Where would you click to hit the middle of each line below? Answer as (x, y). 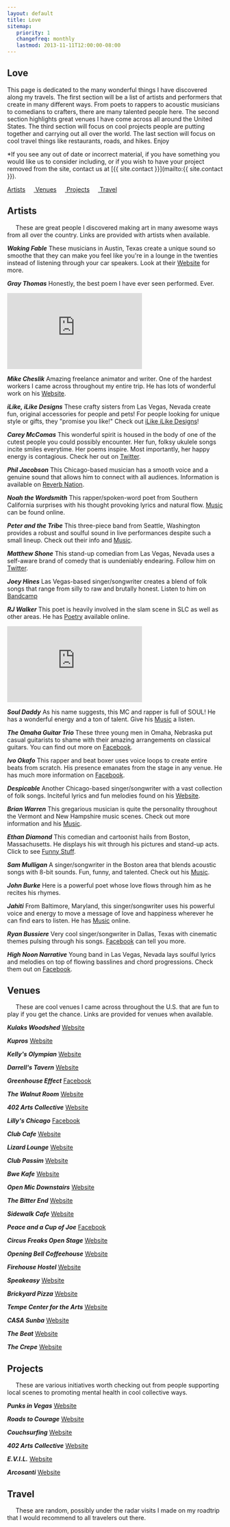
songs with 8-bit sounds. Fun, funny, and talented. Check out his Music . (108, 872)
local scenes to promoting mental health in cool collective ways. (98, 1392)
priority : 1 (33, 33)
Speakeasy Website (36, 1280)
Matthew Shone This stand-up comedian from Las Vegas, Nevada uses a (111, 553)
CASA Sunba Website (38, 1320)
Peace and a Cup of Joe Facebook (56, 1228)
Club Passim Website (38, 1161)
